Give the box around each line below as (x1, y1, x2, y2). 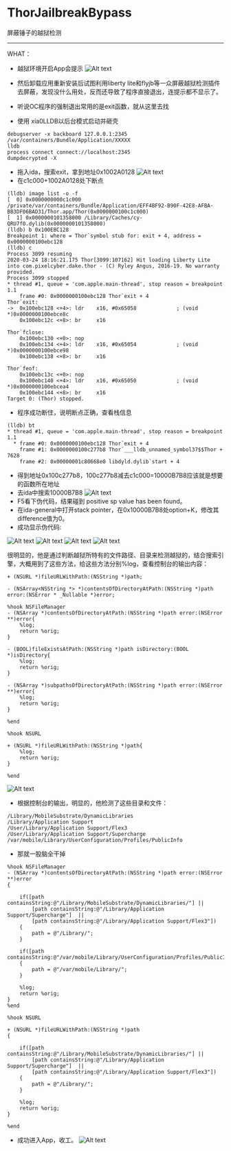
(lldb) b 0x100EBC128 (7, 226, 69, 233)
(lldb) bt (7, 422, 36, 429)
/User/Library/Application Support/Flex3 (7, 824, 128, 832)
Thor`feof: (7, 365, 38, 372)
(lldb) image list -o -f (7, 190, 78, 197)
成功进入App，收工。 (16, 1136, 78, 1144)
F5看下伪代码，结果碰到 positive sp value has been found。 (16, 497, 186, 505)
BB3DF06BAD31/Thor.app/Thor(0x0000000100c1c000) (7, 208, 149, 215)
